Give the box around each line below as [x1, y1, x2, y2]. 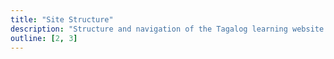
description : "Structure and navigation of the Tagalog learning [10, 24, 288, 34]
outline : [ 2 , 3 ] [10, 33, 78, 43]
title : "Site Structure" [10, 14, 114, 25]
